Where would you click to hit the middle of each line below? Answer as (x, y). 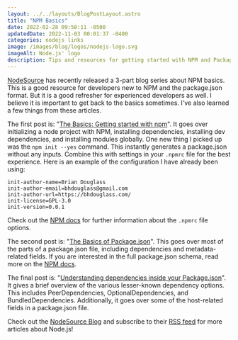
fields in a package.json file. (48, 307)
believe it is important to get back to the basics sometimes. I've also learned (118, 103)
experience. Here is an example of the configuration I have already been (113, 161)
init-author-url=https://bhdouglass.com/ (69, 194)
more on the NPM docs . (42, 263)
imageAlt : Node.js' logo (44, 54)
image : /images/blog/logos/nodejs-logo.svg (73, 47)
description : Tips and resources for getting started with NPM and (109, 60)
